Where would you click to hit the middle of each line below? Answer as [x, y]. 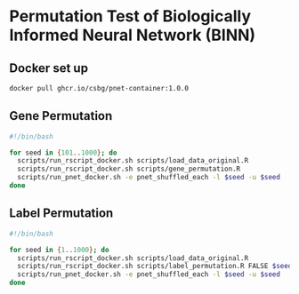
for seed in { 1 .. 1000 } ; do [59, 250]
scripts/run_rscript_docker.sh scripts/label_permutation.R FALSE [143, 266]
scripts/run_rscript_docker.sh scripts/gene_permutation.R [129, 169]
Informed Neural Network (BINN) [133, 35]
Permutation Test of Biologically [130, 16]
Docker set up [49, 68]
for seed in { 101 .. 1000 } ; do [63, 153]
